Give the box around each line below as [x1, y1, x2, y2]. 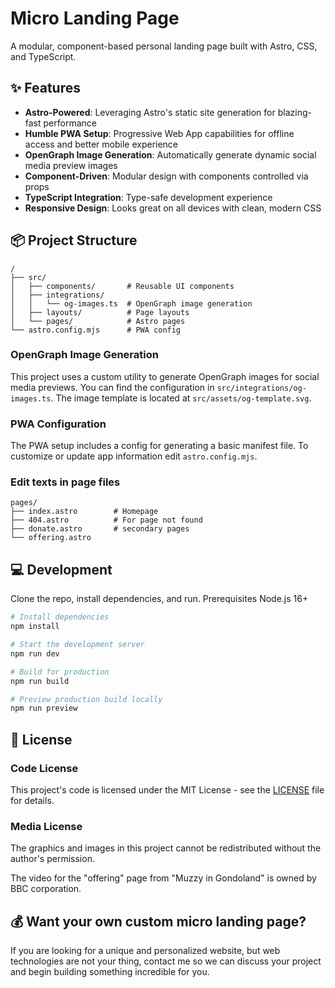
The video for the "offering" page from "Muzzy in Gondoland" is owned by [10, 872, 317, 884]
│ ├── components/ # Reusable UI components [10, 281, 235, 291]
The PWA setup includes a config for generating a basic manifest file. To [10, 440, 309, 452]
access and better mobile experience [24, 138, 179, 150]
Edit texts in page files [10, 475, 121, 489]
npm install [10, 622, 60, 632]
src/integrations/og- [216, 383, 307, 393]
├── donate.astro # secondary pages [10, 524, 190, 534]
